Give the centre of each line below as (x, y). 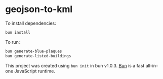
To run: (13, 42)
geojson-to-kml (39, 9)
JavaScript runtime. (35, 71)
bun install (18, 32)
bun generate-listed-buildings (38, 56)
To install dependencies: (31, 23)
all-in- (152, 65)
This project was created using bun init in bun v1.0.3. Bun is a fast (75, 65)
